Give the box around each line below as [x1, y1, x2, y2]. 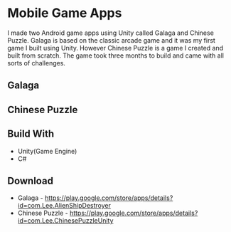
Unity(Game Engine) [17, 147, 77, 155]
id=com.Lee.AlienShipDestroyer [17, 201, 112, 210]
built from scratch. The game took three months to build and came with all [7, 51, 224, 60]
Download [7, 174, 53, 186]
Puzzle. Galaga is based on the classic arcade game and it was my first [7, 36, 215, 44]
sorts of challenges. [7, 58, 66, 67]
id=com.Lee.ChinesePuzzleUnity [17, 216, 114, 225]
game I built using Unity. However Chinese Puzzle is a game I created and [7, 43, 224, 52]
